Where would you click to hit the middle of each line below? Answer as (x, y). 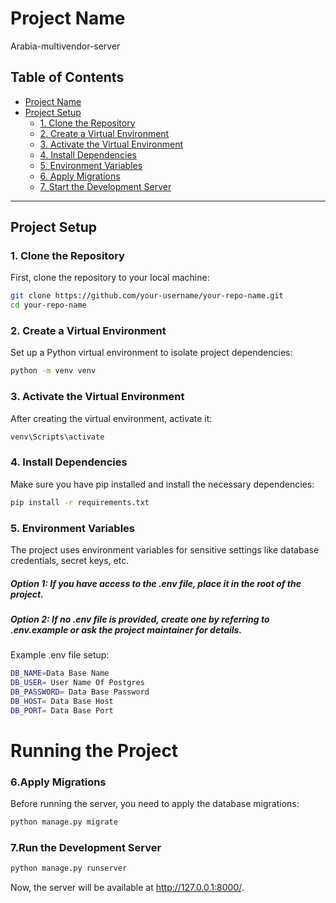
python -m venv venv (53, 371)
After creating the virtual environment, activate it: (111, 418)
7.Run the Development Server (86, 847)
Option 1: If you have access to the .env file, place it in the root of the (156, 583)
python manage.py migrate (64, 822)
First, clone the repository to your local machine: (110, 278)
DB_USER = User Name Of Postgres (77, 683)
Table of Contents (67, 77)
